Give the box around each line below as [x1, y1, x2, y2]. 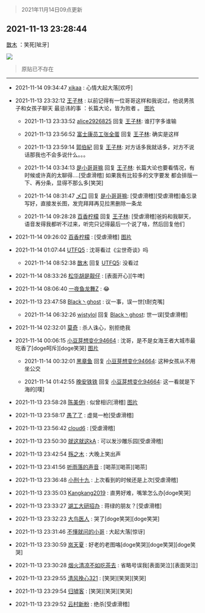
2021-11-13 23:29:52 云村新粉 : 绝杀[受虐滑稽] [15, 600, 130, 608]
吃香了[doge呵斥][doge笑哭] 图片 [15, 344, 99, 352]
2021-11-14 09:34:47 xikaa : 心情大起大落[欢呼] [15, 83, 133, 91]
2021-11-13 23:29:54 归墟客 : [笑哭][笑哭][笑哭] [15, 587, 133, 595]
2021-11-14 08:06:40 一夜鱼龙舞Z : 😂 [15, 285, 110, 292]
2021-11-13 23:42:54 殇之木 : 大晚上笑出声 [15, 450, 121, 458]
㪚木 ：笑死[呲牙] [6, 41, 50, 48]
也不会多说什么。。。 [40, 151, 89, 158]
